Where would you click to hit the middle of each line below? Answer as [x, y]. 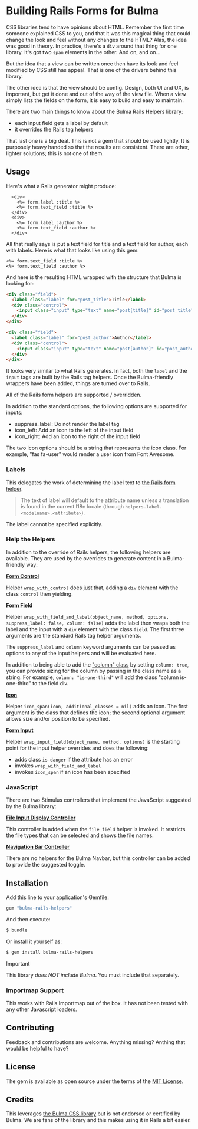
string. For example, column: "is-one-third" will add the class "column [93, 677]
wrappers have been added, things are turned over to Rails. [78, 383]
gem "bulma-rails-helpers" [39, 908]
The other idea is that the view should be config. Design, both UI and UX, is [98, 87]
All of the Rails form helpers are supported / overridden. [74, 395]
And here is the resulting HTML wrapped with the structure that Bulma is [94, 277]
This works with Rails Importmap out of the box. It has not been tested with [97, 1003]
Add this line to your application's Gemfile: [57, 897]
